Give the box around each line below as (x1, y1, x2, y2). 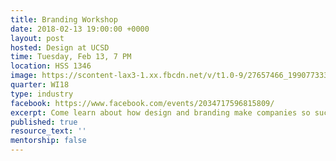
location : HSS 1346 (10, 61, 92, 71)
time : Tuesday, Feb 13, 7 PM (10, 52, 132, 62)
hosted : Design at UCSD (10, 42, 110, 53)
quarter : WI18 (10, 80, 70, 90)
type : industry (10, 89, 74, 99)
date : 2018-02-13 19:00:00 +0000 (10, 24, 150, 34)
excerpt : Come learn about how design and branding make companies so (10, 107, 311, 118)
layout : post (10, 33, 65, 43)
